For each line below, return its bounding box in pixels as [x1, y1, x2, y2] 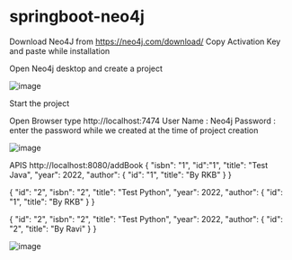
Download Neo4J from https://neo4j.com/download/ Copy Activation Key [9, 36, 281, 47]
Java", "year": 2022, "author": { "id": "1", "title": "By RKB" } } [9, 169, 232, 180]
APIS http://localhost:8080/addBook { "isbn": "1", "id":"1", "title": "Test [9, 159, 269, 170]
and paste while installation [9, 45, 111, 56]
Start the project [9, 97, 70, 109]
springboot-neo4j [9, 6, 146, 27]
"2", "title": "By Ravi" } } [9, 223, 97, 234]
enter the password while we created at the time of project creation [9, 124, 259, 136]
